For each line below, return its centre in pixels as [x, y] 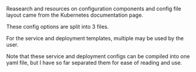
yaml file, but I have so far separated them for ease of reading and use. [94, 63]
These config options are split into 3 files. [58, 27]
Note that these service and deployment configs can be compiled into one [98, 56]
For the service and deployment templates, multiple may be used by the [95, 38]
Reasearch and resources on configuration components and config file [94, 9]
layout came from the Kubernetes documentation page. [75, 15]
